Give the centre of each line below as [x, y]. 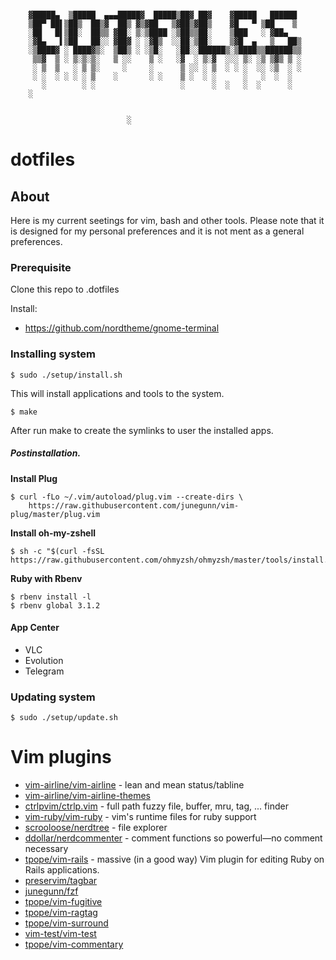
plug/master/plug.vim [55, 514]
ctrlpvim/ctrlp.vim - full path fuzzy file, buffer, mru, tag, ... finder [156, 806]
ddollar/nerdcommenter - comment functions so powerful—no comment [173, 838]
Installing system [53, 354]
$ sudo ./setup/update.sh [64, 718]
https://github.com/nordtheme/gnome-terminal [122, 328]
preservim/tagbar [61, 880]
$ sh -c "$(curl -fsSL [57, 551]
